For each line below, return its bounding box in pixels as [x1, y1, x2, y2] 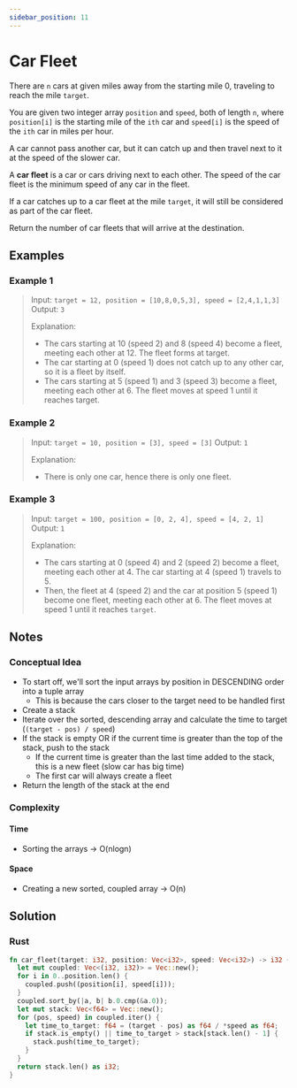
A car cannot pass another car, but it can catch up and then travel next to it [9, 142, 283, 153]
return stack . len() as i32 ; [17, 1062, 121, 1071]
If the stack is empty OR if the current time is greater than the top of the [21, 732, 283, 743]
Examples [9, 248, 65, 263]
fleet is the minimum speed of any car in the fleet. [9, 179, 190, 189]
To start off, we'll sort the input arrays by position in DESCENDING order [21, 676, 285, 686]
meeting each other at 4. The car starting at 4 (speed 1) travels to [43, 566, 282, 577]
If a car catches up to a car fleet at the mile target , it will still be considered [9, 195, 284, 206]
